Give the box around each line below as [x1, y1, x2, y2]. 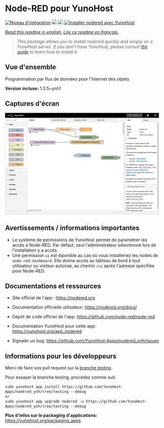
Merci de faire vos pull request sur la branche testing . [5, 365, 113, 371]
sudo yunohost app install [5, 385, 60, 389]
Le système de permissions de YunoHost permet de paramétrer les [12, 237, 147, 243]
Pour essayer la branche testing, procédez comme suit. [5, 374, 116, 380]
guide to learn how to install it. [17, 49, 78, 55]
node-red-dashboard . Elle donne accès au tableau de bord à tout [12, 257, 141, 263]
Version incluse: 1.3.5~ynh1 [5, 85, 61, 91]
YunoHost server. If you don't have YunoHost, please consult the [17, 43, 148, 49]
